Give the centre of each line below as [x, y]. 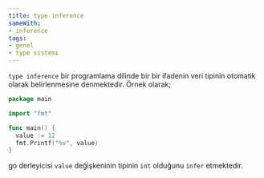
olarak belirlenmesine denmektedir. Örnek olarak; [89, 84]
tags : [17, 38]
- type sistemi [34, 53]
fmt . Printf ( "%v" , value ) [57, 143]
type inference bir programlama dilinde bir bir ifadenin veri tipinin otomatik [132, 76]
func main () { [32, 128]
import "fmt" [30, 113]
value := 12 [36, 136]
